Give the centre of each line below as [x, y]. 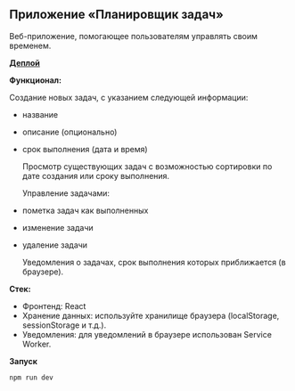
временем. [30, 45]
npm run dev [31, 378]
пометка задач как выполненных [85, 210]
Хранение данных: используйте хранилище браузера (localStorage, [151, 315]
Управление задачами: [66, 193]
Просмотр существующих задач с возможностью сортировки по [147, 166]
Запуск [24, 361]
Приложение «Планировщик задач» [117, 15]
